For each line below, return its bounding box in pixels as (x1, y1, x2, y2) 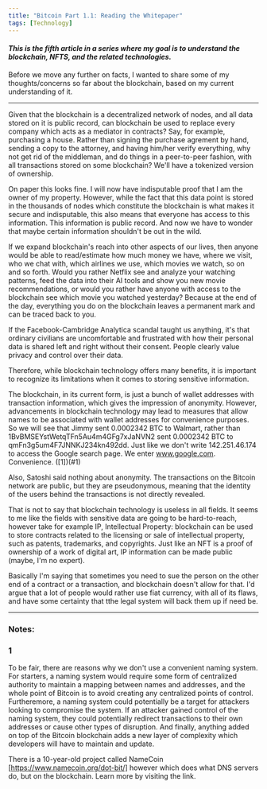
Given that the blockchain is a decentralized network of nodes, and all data (8, 109, 253, 119)
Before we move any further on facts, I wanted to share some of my (8, 69, 230, 80)
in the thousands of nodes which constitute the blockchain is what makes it (8, 200, 254, 211)
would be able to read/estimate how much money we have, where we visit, (8, 250, 253, 259)
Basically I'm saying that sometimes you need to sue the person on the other (8, 570, 259, 581)
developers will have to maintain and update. (8, 739, 155, 748)
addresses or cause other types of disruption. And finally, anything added (8, 721, 250, 732)
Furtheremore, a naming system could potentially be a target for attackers (8, 697, 250, 706)
